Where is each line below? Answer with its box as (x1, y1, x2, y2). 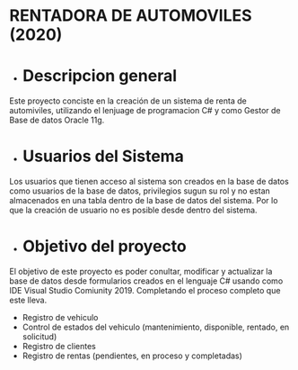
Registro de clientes (22, 341, 96, 351)
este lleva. (9, 294, 48, 305)
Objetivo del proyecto (22, 236, 187, 257)
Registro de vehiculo (22, 312, 99, 322)
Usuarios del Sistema (22, 146, 184, 167)
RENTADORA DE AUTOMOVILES (9, 5, 253, 26)
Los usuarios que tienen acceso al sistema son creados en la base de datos (9, 176, 289, 187)
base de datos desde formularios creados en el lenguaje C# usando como (9, 275, 284, 286)
